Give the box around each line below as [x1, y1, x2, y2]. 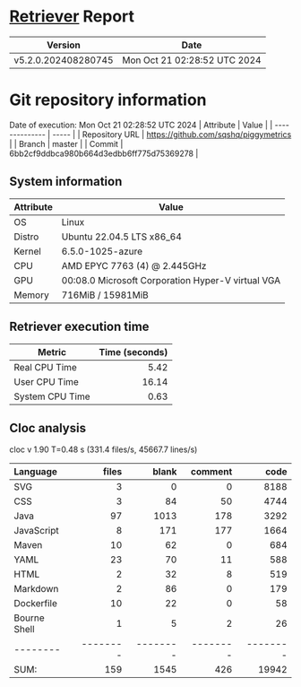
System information [9, 174, 123, 189]
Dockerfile [13, 597, 58, 610]
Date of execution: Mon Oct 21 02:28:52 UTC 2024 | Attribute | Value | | [9, 119, 273, 130]
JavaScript [13, 525, 60, 537]
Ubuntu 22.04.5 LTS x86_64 [61, 230, 182, 243]
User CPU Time [13, 375, 79, 387]
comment [190, 465, 233, 478]
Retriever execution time [9, 319, 150, 335]
